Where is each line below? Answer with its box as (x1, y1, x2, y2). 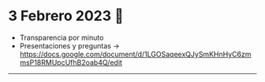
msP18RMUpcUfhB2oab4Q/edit (19, 58, 122, 67)
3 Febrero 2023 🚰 (8, 7, 124, 25)
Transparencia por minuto (19, 33, 104, 42)
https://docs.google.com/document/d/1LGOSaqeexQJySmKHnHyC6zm (19, 49, 252, 59)
